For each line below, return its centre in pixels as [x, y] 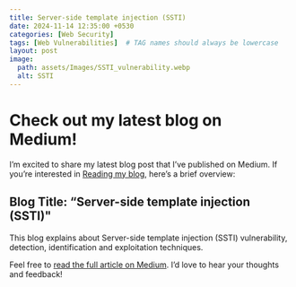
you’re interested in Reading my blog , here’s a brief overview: [122, 174]
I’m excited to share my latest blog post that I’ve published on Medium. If [144, 164]
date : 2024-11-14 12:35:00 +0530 [72, 26]
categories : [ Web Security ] [62, 34]
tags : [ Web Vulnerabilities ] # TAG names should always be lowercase [144, 43]
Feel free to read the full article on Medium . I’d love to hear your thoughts [144, 265]
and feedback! [36, 274]
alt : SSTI [35, 76]
